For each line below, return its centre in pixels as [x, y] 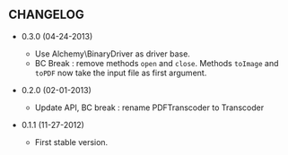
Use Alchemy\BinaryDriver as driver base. [112, 54]
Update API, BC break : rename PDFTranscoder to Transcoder [149, 108]
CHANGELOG [46, 15]
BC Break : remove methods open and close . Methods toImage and [157, 63]
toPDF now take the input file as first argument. [121, 73]
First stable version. [71, 142]
